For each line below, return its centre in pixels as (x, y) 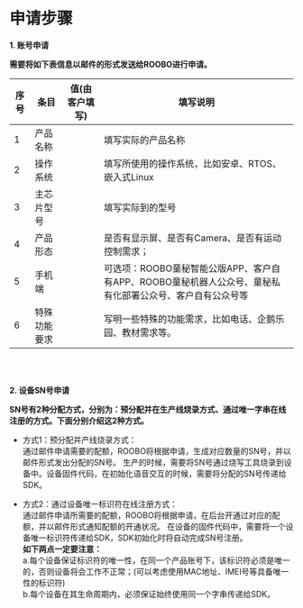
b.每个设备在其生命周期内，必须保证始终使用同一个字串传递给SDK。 (148, 594)
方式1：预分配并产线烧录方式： (79, 440)
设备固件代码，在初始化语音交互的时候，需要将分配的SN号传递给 (166, 473)
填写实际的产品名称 (144, 140)
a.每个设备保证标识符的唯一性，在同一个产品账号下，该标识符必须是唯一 (156, 560)
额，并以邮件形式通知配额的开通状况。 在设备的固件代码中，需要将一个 (154, 526)
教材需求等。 (149, 332)
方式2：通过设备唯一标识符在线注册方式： (100, 504)
